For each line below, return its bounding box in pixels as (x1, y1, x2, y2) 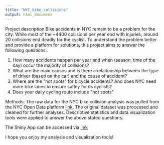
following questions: (5, 47, 47, 53)
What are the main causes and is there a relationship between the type (12, 67, 159, 73)
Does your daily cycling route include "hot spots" (12, 89, 114, 95)
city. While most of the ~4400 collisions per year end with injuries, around (5, 31, 158, 37)
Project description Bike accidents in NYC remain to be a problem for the (5, 26, 155, 32)
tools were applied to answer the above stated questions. (5, 114, 124, 120)
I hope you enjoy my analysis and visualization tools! (5, 134, 114, 140)
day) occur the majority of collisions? (12, 62, 89, 68)
